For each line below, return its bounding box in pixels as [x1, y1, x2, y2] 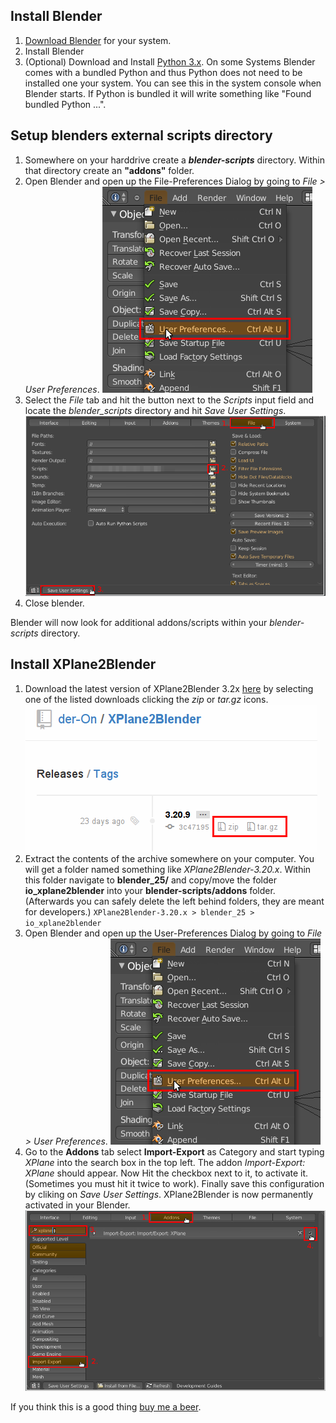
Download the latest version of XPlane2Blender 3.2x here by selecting [24, 682, 314, 694]
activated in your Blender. [24, 1199, 131, 1211]
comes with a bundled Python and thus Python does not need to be [24, 66, 303, 78]
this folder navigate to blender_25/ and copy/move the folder [24, 874, 277, 886]
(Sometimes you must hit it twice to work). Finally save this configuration [24, 1177, 325, 1189]
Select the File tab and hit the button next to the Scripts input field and [24, 394, 315, 406]
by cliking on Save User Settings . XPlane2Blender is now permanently [24, 1188, 314, 1200]
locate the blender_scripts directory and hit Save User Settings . [24, 404, 287, 416]
